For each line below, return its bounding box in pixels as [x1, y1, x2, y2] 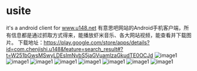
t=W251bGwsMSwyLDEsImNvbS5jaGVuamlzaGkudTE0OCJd [6, 52, 153, 59]
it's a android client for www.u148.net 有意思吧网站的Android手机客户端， [6, 24, 184, 31]
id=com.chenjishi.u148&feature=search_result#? [6, 45, 123, 52]
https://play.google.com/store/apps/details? [43, 39, 150, 46]
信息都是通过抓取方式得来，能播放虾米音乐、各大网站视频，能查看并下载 [11, 31, 186, 39]
